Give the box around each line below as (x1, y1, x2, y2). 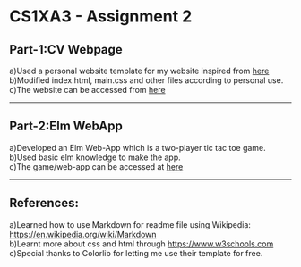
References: (9, 196, 79, 211)
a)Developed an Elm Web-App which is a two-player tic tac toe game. (9, 142, 266, 153)
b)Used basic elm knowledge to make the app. (9, 152, 181, 163)
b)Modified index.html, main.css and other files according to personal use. (9, 75, 284, 86)
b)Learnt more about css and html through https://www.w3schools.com (9, 238, 274, 249)
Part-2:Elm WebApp (9, 119, 123, 134)
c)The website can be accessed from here (9, 85, 166, 95)
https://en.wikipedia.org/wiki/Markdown (9, 229, 157, 239)
